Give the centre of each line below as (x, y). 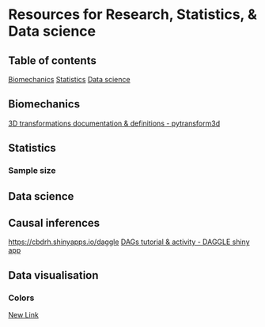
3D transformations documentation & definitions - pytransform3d (114, 123)
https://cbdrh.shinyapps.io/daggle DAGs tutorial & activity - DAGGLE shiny (129, 242)
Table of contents (52, 60)
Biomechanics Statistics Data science (69, 79)
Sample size (32, 171)
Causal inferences (54, 223)
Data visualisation (53, 275)
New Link (24, 315)
